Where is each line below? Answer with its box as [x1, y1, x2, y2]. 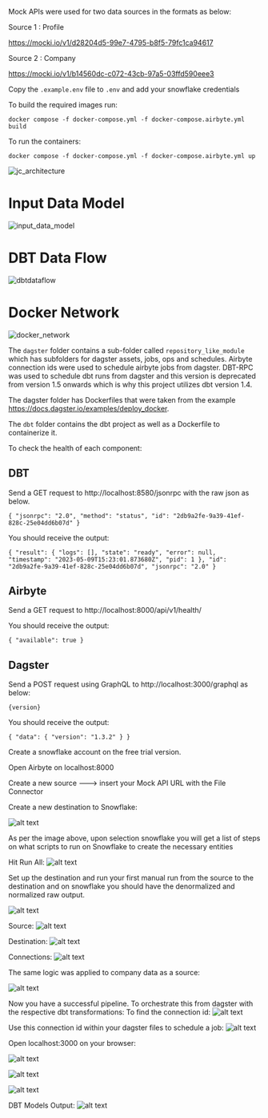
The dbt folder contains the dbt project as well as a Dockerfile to [8, 419, 220, 428]
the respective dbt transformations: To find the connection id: [8, 1007, 211, 1017]
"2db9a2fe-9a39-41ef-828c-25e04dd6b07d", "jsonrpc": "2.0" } [8, 562, 217, 570]
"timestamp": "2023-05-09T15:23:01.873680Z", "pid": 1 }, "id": [8, 555, 227, 564]
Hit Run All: [8, 857, 46, 867]
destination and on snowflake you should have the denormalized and [8, 881, 235, 891]
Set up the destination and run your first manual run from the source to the [8, 873, 254, 883]
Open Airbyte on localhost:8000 [8, 763, 114, 772]
